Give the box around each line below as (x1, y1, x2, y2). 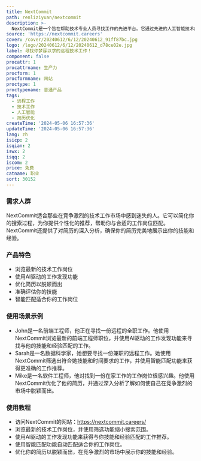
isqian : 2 (6, 142, 31, 149)
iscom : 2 (6, 160, 28, 166)
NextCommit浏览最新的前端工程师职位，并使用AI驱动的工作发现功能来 (14, 334, 187, 342)
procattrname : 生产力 (6, 64, 57, 71)
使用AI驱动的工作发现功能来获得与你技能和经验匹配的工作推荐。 (14, 433, 172, 441)
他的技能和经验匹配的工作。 (25, 342, 94, 349)
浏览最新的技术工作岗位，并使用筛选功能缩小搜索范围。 (14, 426, 151, 433)
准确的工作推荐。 (25, 364, 68, 372)
